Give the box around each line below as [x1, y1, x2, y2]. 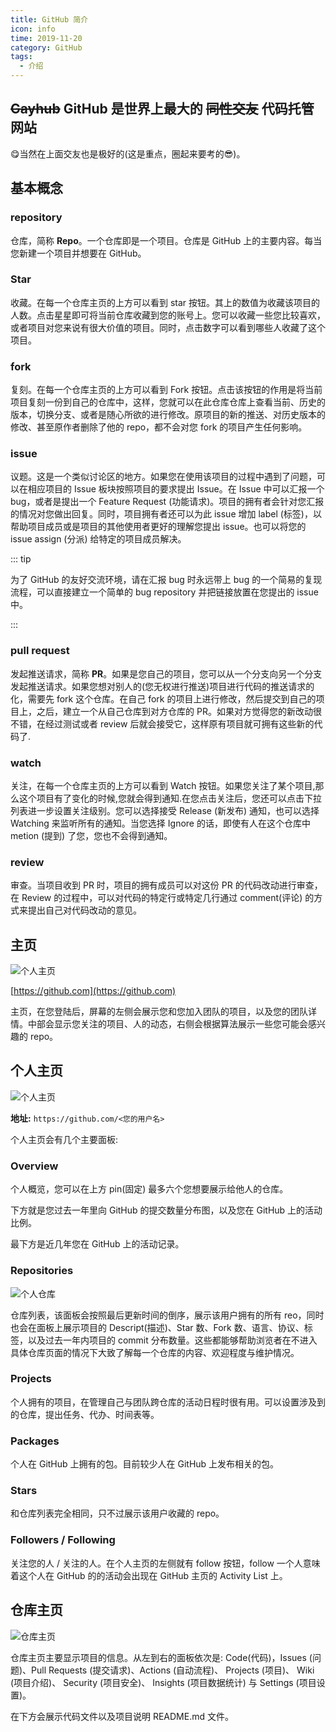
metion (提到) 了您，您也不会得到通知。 [10, 829, 173, 841]
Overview [10, 1159, 59, 1173]
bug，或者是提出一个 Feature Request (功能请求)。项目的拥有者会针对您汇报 [10, 496, 325, 508]
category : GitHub [10, 42, 83, 53]
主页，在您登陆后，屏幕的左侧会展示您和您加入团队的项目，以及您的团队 [10, 1006, 308, 1018]
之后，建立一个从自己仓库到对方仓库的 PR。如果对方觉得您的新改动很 [36, 705, 322, 717]
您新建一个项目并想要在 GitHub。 [10, 247, 147, 259]
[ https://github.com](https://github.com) [10, 985, 177, 997]
